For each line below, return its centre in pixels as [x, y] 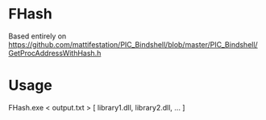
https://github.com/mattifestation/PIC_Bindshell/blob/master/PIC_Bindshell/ [133, 44]
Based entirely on [37, 36]
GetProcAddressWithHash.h [55, 53]
